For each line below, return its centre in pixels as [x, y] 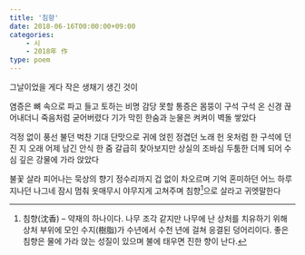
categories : [32, 34]
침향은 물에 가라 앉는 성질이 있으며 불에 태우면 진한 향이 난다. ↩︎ [135, 240]
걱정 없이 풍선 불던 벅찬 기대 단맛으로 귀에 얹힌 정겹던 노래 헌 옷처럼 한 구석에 [146, 137]
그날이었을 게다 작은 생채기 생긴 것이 [74, 87]
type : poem [30, 60]
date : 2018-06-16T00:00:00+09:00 [73, 26]
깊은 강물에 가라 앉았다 [59, 159]
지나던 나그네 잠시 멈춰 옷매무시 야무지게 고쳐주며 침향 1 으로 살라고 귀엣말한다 [145, 190]
